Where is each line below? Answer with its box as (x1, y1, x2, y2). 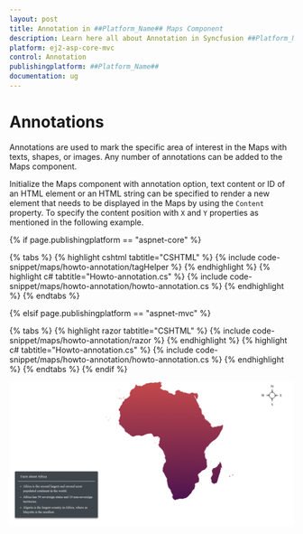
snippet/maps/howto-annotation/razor (9, 334, 151, 345)
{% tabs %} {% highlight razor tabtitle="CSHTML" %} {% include (9, 325, 251, 336)
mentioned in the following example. (9, 217, 144, 228)
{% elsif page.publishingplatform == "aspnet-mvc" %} (9, 307, 212, 318)
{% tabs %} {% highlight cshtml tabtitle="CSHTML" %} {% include (9, 251, 256, 262)
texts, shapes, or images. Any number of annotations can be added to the (9, 151, 283, 162)
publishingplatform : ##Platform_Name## (9, 62, 160, 71)
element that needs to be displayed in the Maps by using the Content (9, 197, 264, 208)
